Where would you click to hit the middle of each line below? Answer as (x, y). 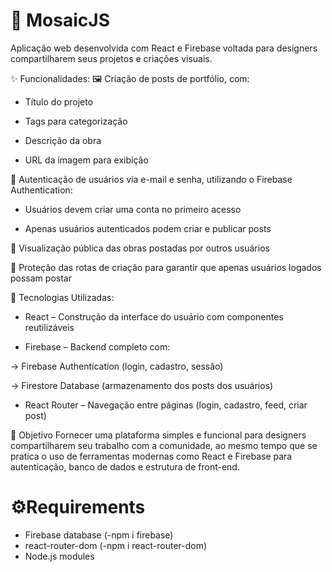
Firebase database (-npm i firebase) (99, 535)
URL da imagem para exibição (86, 160)
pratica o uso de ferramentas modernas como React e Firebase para (151, 456)
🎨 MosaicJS (60, 20)
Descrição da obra (63, 140)
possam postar (41, 278)
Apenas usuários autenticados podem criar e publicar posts (148, 228)
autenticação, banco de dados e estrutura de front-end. (125, 466)
